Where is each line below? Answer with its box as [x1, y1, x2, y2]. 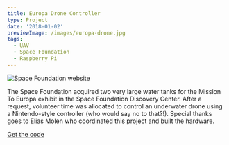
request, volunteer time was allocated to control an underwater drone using [7, 101, 223, 110]
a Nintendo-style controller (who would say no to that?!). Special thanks [7, 109, 212, 117]
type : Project [7, 17, 49, 23]
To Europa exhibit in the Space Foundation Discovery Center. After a [7, 95, 203, 103]
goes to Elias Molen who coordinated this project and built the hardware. [7, 117, 215, 125]
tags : [7, 36, 23, 43]
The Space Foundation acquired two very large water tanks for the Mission [7, 87, 221, 95]
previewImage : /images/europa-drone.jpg [7, 29, 126, 37]
